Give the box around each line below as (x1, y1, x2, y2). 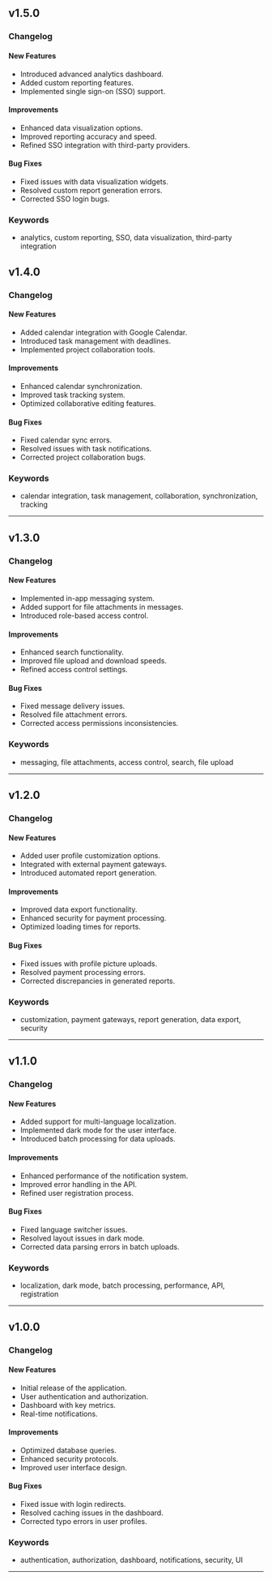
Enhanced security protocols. (19, 1453, 119, 1464)
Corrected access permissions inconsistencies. (19, 719, 179, 728)
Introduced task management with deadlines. (19, 336, 172, 346)
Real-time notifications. (19, 1409, 99, 1418)
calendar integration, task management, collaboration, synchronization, (19, 491, 258, 501)
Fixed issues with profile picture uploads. (19, 958, 158, 969)
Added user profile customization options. (19, 851, 160, 861)
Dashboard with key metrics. (19, 1400, 116, 1409)
